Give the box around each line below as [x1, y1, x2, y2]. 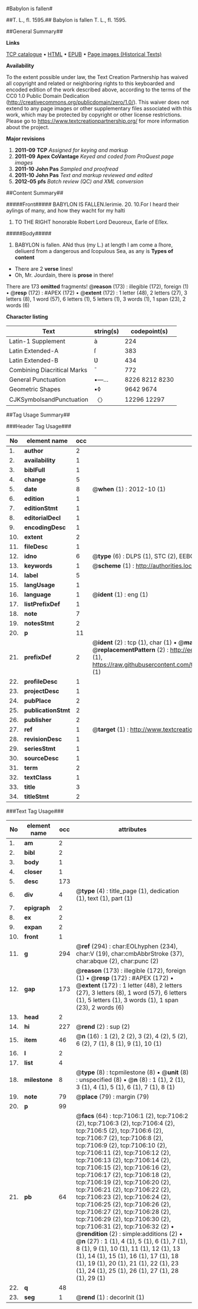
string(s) [94, 327, 120, 335]
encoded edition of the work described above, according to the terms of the [6, 86, 191, 93]
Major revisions [6, 135, 45, 142]
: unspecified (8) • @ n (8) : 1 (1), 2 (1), [75, 1076, 186, 1084]
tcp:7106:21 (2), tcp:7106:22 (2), [75, 1186, 171, 1193]
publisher [24, 716, 52, 724]
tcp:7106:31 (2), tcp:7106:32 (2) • [75, 1222, 174, 1231]
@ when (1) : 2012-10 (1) [92, 485, 166, 493]
